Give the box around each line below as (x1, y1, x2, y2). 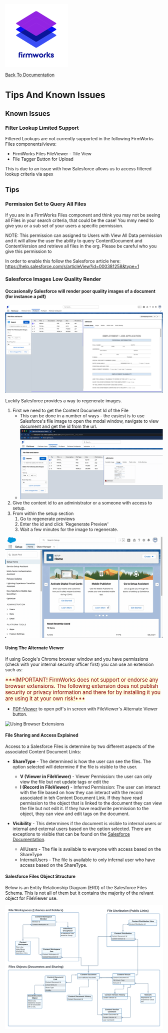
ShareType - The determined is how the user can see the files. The (12, 758, 151, 764)
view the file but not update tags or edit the (19, 779, 109, 785)
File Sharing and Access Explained (5, 732, 78, 738)
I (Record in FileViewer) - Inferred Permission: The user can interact (19, 784, 161, 790)
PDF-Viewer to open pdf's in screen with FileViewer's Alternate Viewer (12, 705, 158, 712)
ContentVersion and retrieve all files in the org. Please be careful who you (5, 243, 157, 249)
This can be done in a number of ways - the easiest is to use (19, 413, 145, 419)
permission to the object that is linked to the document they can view (19, 800, 162, 806)
